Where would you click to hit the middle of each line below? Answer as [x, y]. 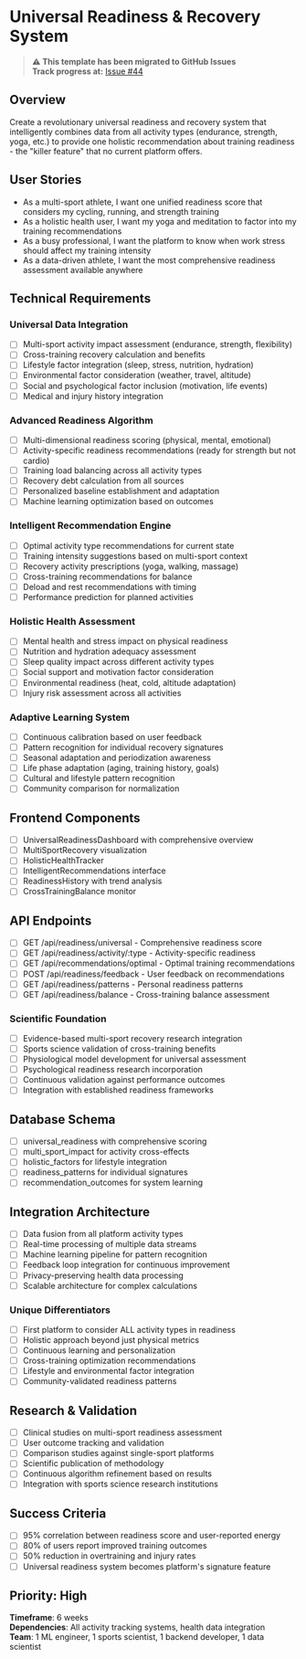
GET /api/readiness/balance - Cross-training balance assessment [146, 994]
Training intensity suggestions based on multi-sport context [135, 555]
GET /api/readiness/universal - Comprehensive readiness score [142, 943]
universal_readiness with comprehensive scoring [115, 1141]
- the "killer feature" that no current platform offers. [106, 151]
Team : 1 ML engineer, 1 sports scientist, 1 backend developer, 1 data [137, 1637]
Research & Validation [74, 1410]
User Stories [46, 180]
